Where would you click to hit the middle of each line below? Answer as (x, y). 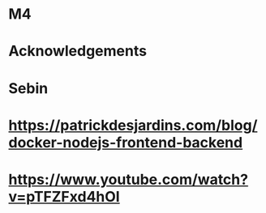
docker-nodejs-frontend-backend (126, 142)
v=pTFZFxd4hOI (64, 196)
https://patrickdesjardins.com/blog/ (133, 125)
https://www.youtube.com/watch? (129, 179)
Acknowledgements (78, 51)
